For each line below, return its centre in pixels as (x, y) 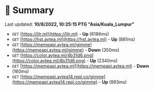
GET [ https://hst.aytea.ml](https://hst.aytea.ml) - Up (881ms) (73, 39)
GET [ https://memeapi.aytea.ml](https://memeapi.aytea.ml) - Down (80, 66)
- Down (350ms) (102, 50)
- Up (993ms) (113, 82)
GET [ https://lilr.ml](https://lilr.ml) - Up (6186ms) (60, 34)
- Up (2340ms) (102, 60)
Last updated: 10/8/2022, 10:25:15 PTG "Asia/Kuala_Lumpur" (70, 24)
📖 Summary (29, 10)
